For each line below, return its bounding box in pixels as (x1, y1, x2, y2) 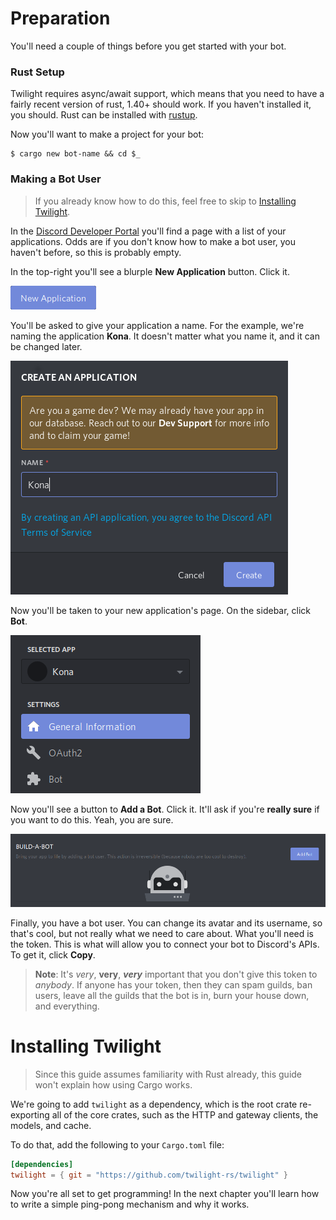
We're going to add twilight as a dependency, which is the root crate (10, 1098, 298, 1110)
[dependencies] (10, 1159, 74, 1169)
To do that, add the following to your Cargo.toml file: (10, 1138, 225, 1151)
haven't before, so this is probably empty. (10, 246, 182, 258)
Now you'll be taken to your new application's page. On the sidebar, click (10, 604, 312, 616)
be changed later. (10, 340, 83, 352)
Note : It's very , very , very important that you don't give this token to (34, 968, 318, 980)
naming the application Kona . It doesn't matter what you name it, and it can (10, 330, 320, 342)
